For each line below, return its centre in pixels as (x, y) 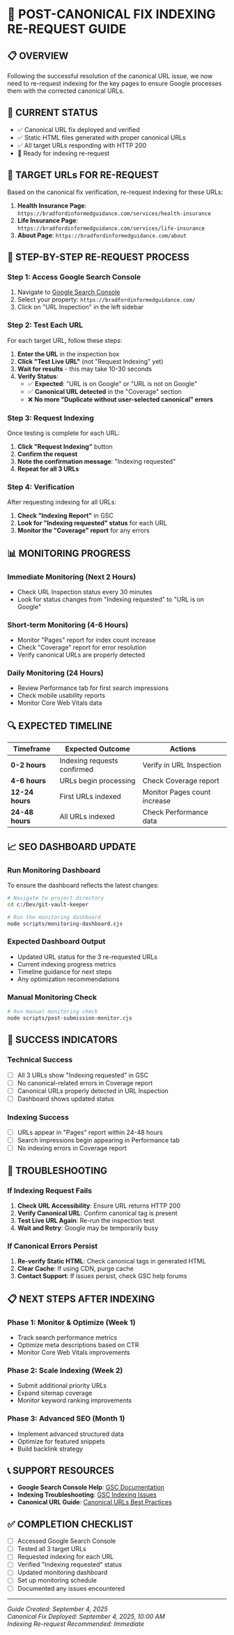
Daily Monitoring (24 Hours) (55, 673)
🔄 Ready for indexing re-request (63, 153)
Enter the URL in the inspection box (68, 354)
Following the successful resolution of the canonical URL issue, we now (110, 76)
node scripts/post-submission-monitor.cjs (70, 1018)
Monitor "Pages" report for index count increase (86, 640)
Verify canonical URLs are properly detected (81, 655)
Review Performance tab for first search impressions (93, 688)
